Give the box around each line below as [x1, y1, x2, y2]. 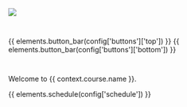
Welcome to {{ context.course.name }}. [8, 75, 137, 83]
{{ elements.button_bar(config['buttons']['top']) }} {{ [8, 36, 180, 46]
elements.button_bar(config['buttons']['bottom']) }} [8, 45, 177, 54]
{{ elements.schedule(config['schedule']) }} [8, 90, 151, 98]
